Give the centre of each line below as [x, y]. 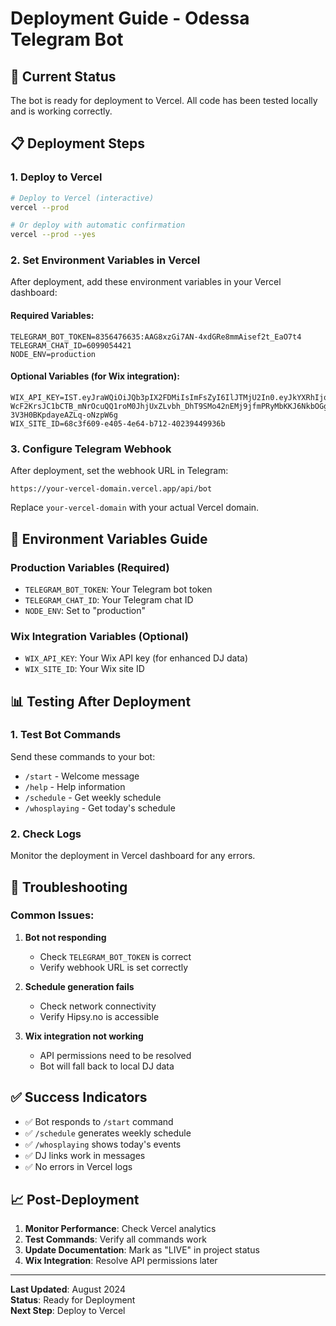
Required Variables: [52, 316]
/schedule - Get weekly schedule [93, 797]
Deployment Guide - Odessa [130, 18]
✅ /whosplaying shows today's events [103, 1144]
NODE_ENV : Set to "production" [85, 610]
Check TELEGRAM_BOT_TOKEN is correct [115, 956]
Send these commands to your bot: [83, 756]
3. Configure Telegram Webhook [91, 449]
